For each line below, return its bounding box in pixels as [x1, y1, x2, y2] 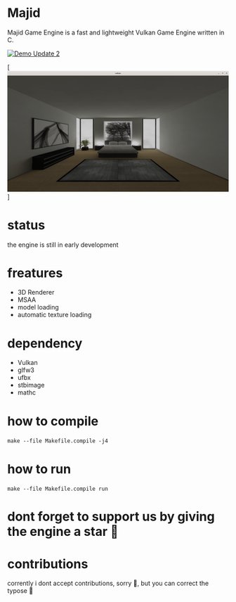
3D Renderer [17, 288, 55, 297]
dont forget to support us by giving [7, 508, 216, 525]
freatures [7, 265, 63, 281]
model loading [17, 303, 60, 312]
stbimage [17, 381, 45, 390]
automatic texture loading [17, 311, 92, 319]
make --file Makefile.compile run [7, 485, 109, 493]
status [7, 217, 46, 233]
